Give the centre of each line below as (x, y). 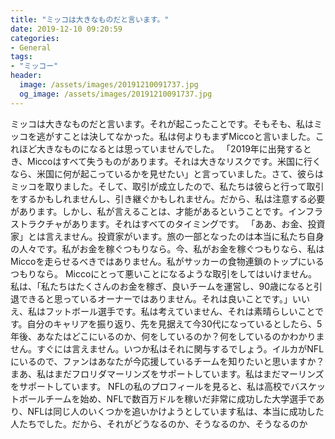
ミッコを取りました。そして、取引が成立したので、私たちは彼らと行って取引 (167, 186)
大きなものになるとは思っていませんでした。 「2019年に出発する (169, 148)
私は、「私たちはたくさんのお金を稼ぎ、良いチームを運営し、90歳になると (162, 286)
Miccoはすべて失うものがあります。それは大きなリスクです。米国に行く (174, 161)
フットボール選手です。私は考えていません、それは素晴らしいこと (180, 311)
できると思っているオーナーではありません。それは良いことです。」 (155, 298)
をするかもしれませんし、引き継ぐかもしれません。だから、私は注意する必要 (168, 198)
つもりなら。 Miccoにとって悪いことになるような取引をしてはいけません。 (164, 273)
